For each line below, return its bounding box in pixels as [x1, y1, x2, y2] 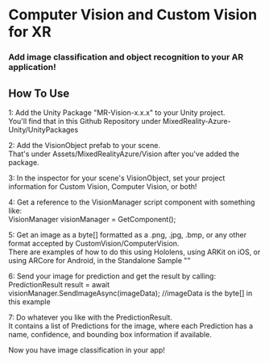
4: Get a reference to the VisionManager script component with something [8, 197, 255, 207]
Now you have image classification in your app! [8, 344, 165, 355]
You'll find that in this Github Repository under [8, 116, 161, 126]
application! [8, 62, 56, 73]
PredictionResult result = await [8, 279, 110, 289]
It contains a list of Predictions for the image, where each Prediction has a [8, 320, 254, 331]
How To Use [8, 86, 70, 100]
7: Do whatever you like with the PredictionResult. [8, 312, 173, 322]
